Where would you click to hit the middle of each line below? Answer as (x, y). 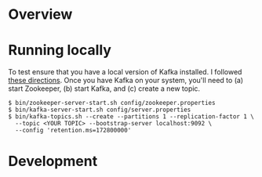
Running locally (60, 51)
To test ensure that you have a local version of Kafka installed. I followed (125, 72)
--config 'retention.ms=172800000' (73, 131)
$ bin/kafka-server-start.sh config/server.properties (100, 110)
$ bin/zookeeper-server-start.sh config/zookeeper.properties (112, 103)
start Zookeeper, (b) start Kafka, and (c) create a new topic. (104, 88)
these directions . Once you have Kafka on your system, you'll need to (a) (126, 81)
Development (53, 161)
